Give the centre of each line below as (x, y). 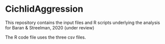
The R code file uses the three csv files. (46, 37)
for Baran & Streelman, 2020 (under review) (50, 27)
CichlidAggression (44, 9)
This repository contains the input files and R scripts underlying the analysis (82, 22)
